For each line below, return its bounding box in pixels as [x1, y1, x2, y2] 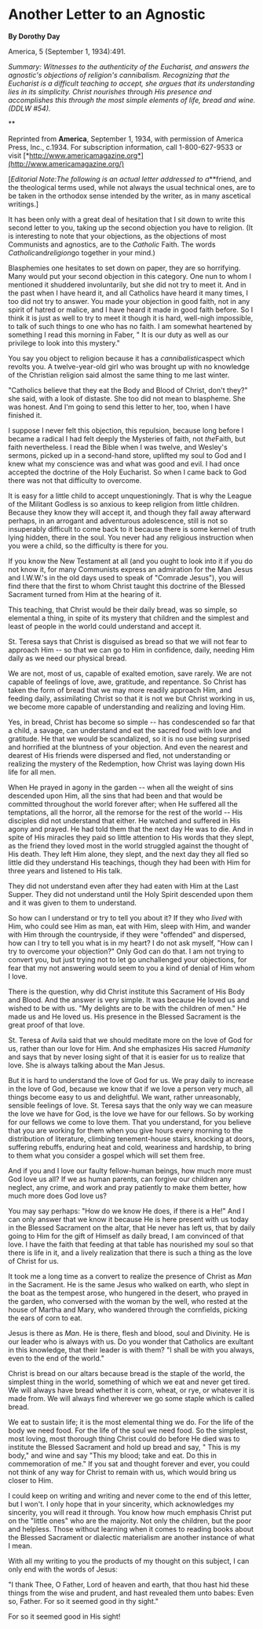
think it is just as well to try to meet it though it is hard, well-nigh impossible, [8, 313, 254, 323]
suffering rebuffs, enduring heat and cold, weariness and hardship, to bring [8, 1142, 251, 1151]
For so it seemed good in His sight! [8, 1612, 121, 1621]
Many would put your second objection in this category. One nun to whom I [8, 271, 251, 280]
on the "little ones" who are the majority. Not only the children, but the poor [8, 1516, 252, 1525]
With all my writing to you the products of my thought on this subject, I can [8, 1556, 250, 1565]
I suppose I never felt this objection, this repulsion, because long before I [8, 426, 244, 435]
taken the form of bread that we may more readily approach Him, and [8, 685, 232, 694]
